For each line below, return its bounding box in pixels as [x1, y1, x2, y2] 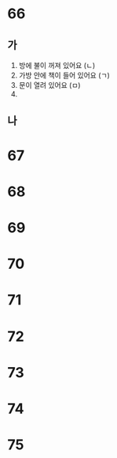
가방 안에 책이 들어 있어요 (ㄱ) [18, 70, 111, 80]
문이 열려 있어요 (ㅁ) [18, 81, 81, 89]
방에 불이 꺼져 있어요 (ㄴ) [18, 61, 96, 70]
